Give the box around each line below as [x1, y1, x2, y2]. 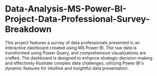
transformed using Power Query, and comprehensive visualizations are [5, 50, 146, 56]
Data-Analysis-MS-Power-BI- [5, 3, 127, 14]
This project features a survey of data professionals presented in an [5, 39, 140, 45]
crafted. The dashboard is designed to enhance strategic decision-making [5, 55, 153, 61]
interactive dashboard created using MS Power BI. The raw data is [5, 45, 137, 51]
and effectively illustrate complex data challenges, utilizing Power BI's [5, 60, 144, 66]
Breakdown [5, 24, 52, 35]
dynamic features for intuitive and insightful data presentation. [5, 65, 129, 71]
